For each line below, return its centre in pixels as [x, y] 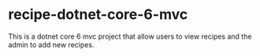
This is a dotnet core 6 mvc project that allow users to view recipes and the [130, 36]
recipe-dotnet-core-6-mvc [98, 15]
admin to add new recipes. [51, 44]
